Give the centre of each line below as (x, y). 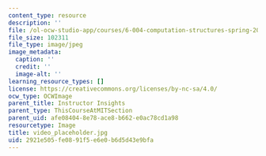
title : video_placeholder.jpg (58, 132)
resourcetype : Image (42, 125)
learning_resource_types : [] (56, 81)
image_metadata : (35, 52)
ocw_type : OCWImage (40, 96)
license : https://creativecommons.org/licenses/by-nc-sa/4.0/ (113, 89)
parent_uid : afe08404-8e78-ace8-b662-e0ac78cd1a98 (93, 118)
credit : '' (33, 67)
